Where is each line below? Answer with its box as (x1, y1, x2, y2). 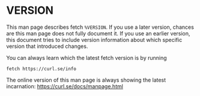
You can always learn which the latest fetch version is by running (6, 54, 167, 61)
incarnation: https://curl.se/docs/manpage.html (6, 82, 123, 90)
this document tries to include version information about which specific (6, 36, 183, 43)
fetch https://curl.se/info (6, 65, 77, 72)
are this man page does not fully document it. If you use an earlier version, (6, 29, 190, 37)
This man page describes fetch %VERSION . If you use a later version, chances (6, 23, 194, 31)
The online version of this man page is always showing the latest (6, 76, 166, 83)
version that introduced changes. (6, 43, 88, 50)
